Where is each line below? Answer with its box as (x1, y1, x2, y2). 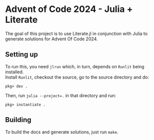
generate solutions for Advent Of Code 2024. (5, 36, 98, 42)
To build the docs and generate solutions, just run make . (5, 129, 119, 135)
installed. (5, 69, 24, 75)
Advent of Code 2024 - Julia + (5, 3, 133, 15)
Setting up (5, 50, 38, 59)
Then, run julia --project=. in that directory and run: (5, 92, 116, 98)
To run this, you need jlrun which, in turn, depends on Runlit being (5, 63, 145, 69)
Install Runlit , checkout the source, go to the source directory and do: (5, 74, 150, 80)
